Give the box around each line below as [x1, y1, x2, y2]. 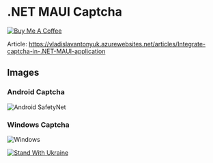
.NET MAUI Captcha [7, 4, 123, 20]
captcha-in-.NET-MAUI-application [7, 47, 106, 55]
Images [7, 67, 40, 78]
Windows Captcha [7, 120, 70, 130]
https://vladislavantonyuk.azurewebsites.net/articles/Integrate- [28, 40, 206, 48]
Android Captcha [7, 87, 65, 97]
